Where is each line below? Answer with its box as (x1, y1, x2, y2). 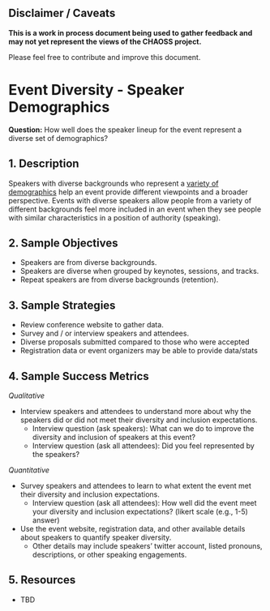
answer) (32, 515, 60, 525)
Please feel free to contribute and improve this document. (8, 52, 201, 62)
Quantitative (8, 465, 50, 475)
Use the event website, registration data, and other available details (19, 524, 246, 533)
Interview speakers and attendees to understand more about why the (19, 407, 251, 416)
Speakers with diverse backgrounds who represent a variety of (8, 178, 219, 188)
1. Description (8, 157, 79, 171)
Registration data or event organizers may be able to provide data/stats (19, 346, 258, 356)
